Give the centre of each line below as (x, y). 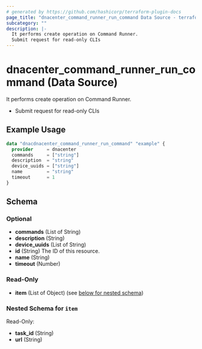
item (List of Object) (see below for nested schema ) (79, 292)
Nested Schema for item (42, 308)
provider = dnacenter (44, 149)
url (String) (29, 340)
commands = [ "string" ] (45, 155)
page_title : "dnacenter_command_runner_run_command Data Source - (91, 17)
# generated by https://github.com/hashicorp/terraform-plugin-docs (94, 12)
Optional (19, 219)
